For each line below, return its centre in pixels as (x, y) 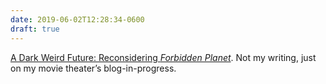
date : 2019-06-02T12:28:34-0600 (77, 19)
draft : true (35, 29)
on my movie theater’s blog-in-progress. (93, 68)
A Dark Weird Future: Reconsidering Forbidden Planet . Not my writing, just (163, 57)
